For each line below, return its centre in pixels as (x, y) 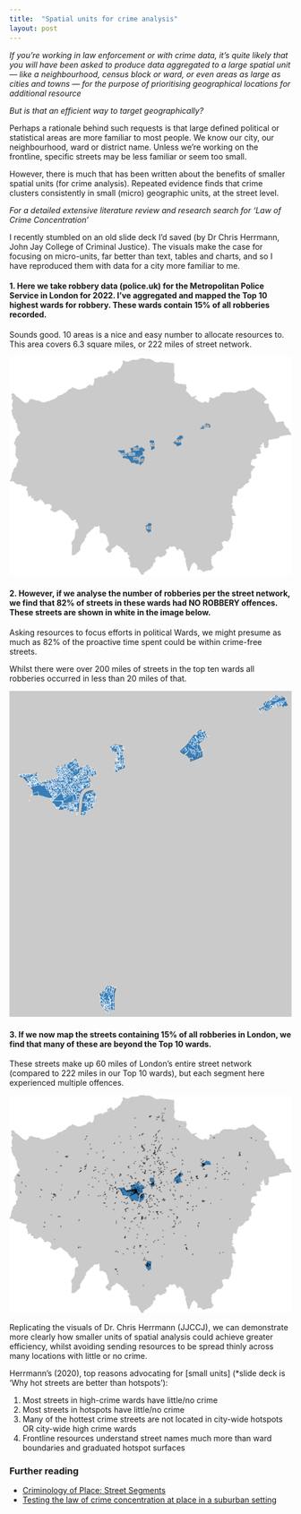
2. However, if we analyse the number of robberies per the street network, (150, 594)
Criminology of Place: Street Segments (94, 1490)
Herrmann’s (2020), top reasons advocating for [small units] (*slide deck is (147, 1373)
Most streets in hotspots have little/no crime (103, 1409)
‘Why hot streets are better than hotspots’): (89, 1382)
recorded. (28, 314)
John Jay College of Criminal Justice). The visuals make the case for (136, 246)
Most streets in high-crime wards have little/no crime (120, 1400)
